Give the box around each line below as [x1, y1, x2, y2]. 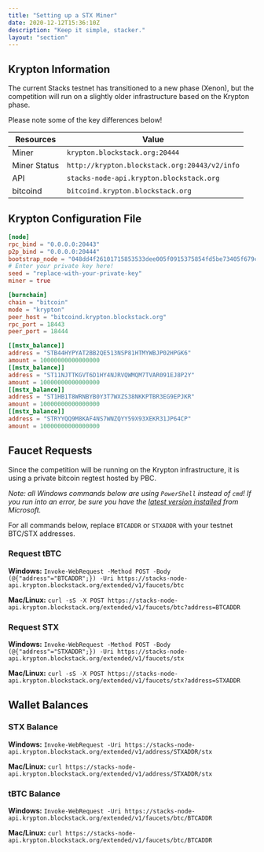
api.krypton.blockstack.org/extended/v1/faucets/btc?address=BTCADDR [8, 603, 241, 611]
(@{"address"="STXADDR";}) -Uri [8, 648, 114, 656]
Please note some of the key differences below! [8, 116, 163, 125]
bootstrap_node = [8, 255, 65, 263]
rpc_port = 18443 [8, 320, 65, 329]
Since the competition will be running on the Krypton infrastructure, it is [8, 465, 240, 474]
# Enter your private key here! [8, 263, 114, 270]
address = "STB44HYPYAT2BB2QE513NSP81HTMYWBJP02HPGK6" [8, 349, 192, 358]
